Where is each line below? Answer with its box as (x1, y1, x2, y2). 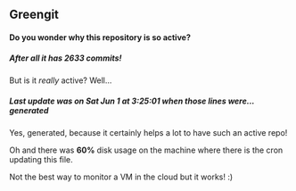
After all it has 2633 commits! (9, 53, 122, 63)
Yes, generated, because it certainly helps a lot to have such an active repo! (9, 127, 288, 137)
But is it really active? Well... (9, 75, 112, 86)
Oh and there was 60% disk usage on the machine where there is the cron (9, 145, 284, 155)
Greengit (9, 7, 60, 22)
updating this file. (9, 154, 73, 164)
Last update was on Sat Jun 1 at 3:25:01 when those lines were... (9, 95, 255, 106)
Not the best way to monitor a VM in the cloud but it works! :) (9, 171, 234, 182)
